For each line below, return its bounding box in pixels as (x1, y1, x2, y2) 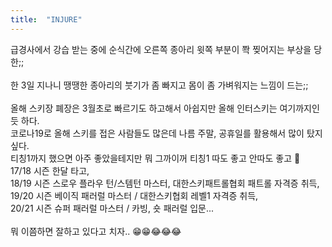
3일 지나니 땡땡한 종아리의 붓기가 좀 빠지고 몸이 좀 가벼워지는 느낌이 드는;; (20, 79, 309, 91)
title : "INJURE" (10, 14, 83, 25)
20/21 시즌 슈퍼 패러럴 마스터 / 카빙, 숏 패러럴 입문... (10, 202, 215, 214)
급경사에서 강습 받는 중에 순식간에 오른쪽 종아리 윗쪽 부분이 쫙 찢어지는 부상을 (10, 43, 312, 55)
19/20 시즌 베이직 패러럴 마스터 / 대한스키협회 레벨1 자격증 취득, (10, 189, 259, 201)
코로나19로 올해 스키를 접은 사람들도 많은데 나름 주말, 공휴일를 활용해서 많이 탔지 (10, 127, 323, 139)
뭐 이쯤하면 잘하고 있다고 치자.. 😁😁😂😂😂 (10, 225, 182, 237)
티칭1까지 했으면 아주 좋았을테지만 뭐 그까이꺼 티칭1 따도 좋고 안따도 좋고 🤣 (10, 152, 301, 164)
